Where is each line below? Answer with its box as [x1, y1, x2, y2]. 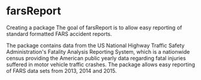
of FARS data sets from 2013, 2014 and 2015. [6, 67, 117, 74]
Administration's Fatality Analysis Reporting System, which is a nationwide [6, 48, 190, 55]
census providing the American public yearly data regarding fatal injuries [6, 54, 186, 61]
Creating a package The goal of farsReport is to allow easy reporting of [6, 24, 182, 31]
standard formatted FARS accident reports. [6, 30, 112, 37]
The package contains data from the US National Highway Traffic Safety [6, 42, 185, 49]
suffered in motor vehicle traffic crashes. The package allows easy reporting [6, 61, 195, 68]
